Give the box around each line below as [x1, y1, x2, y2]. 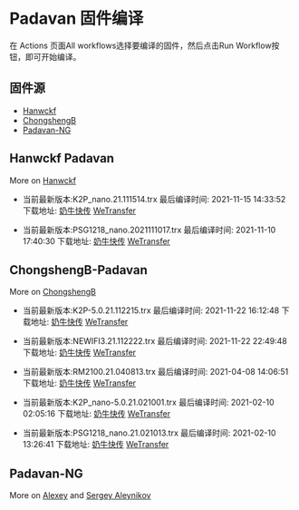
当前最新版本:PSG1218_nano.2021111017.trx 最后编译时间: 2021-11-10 [22, 224, 276, 235]
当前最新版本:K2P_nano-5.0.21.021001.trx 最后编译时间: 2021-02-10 [22, 397, 275, 408]
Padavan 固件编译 [9, 8, 144, 29]
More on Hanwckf [9, 174, 77, 186]
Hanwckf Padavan [9, 151, 115, 166]
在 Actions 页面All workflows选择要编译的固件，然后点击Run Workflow [9, 40, 272, 51]
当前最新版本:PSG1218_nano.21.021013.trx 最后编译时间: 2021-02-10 [22, 427, 276, 438]
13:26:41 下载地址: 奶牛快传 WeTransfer [22, 439, 169, 450]
